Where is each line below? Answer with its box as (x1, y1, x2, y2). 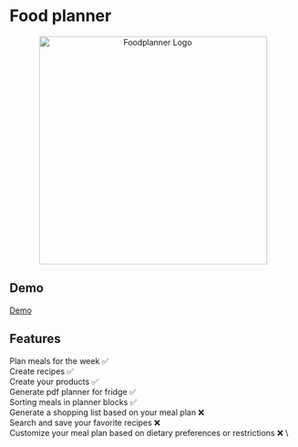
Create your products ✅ (9, 376, 98, 387)
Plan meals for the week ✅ (9, 355, 109, 366)
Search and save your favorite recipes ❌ (9, 417, 161, 428)
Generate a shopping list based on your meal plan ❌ (9, 407, 205, 418)
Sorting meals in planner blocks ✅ (9, 396, 138, 407)
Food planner (9, 5, 112, 26)
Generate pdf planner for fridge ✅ (9, 386, 137, 397)
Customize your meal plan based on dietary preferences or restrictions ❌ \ (9, 427, 289, 438)
